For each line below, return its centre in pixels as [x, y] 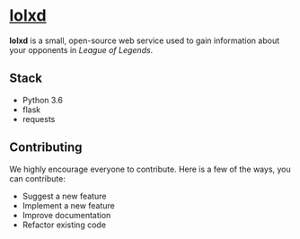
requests [39, 119]
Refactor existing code [64, 225]
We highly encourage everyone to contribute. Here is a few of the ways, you [150, 169]
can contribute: [37, 178]
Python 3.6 [42, 100]
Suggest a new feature [64, 196]
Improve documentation [66, 215]
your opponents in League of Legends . [81, 49]
